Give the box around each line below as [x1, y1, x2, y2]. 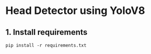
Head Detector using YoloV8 [5, 4, 145, 17]
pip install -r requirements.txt [5, 42, 87, 48]
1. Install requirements [5, 27, 88, 37]
